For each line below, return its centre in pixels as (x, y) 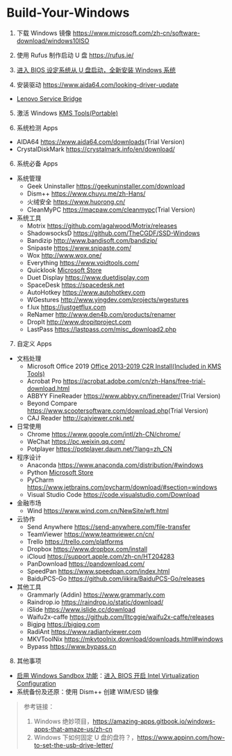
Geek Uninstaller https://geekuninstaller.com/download (106, 186)
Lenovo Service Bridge (49, 98)
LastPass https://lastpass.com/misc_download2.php (101, 329)
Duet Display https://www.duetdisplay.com (88, 277)
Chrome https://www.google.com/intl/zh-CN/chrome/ (104, 434)
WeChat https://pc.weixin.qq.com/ (76, 441)
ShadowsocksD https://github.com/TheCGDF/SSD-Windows (114, 233)
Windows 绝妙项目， (63, 721)
